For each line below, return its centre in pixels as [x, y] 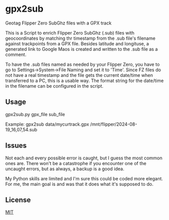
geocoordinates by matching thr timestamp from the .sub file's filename [80, 38]
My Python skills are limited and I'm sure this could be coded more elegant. [84, 178]
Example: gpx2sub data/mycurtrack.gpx [47, 124]
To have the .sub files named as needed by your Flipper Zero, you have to [82, 64]
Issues [16, 146]
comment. [16, 54]
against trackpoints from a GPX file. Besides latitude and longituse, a [77, 43]
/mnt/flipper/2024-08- [114, 124]
